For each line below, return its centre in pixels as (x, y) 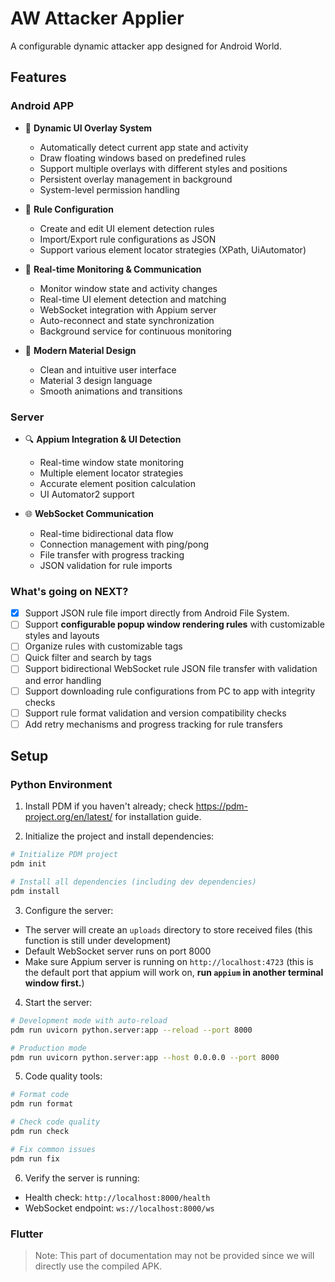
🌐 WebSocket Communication (89, 513)
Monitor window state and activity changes (128, 288)
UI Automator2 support (87, 494)
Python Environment (61, 785)
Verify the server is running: (82, 1178)
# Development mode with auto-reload (89, 1020)
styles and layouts (62, 636)
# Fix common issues (53, 1149)
